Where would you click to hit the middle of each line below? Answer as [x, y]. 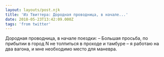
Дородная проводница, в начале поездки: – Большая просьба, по [77, 38]
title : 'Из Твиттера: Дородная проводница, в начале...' [67, 15]
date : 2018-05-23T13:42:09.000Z [39, 19]
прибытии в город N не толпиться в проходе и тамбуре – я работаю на [82, 44]
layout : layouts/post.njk [32, 10]
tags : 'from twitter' [28, 24]
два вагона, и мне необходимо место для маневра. [61, 49]
